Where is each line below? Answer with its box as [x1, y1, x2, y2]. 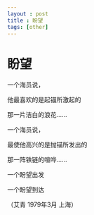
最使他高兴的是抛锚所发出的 [7, 140, 88, 149]
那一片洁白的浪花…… [7, 111, 68, 119]
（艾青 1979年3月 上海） [7, 200, 78, 209]
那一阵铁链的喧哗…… [7, 156, 68, 164]
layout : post [7, 10, 49, 18]
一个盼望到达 [7, 185, 44, 194]
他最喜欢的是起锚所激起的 [7, 96, 81, 104]
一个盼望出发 [7, 171, 44, 179]
